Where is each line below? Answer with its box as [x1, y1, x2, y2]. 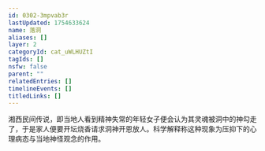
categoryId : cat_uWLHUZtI [8, 48, 93, 56]
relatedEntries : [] [8, 77, 73, 85]
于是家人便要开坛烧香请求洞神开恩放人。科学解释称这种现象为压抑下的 [21, 124, 250, 134]
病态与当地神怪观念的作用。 [14, 134, 105, 144]
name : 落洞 [8, 26, 42, 34]
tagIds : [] [8, 56, 44, 64]
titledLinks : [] [8, 92, 62, 100]
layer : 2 [8, 41, 37, 49]
